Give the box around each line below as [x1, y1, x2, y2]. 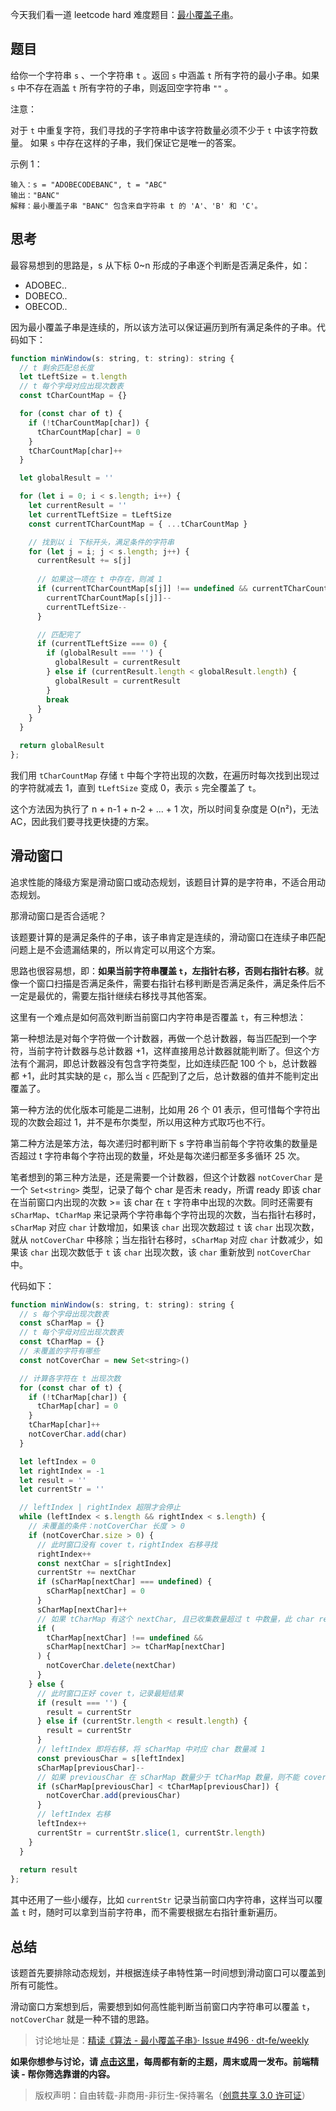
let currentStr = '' [19, 1484, 105, 1495]
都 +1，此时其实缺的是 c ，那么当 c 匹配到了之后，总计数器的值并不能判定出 [10, 1069, 320, 1082]
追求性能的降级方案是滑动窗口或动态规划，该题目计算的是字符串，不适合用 [10, 876, 317, 888]
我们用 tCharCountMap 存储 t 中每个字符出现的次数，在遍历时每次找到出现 [10, 769, 311, 781]
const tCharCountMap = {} [19, 391, 128, 401]
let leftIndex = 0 [19, 1456, 97, 1467]
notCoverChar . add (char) [28, 1429, 128, 1440]
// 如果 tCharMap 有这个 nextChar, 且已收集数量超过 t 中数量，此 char [36, 1614, 315, 1624]
